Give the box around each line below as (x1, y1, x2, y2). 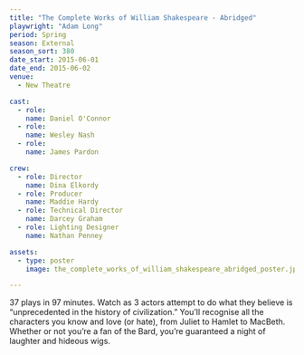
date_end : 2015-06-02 (9, 64, 91, 73)
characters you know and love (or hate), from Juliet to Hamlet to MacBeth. (9, 316, 286, 327)
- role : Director (17, 172, 83, 181)
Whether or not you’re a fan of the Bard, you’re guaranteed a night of (9, 326, 266, 337)
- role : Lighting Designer (17, 223, 119, 232)
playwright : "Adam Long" (9, 22, 103, 31)
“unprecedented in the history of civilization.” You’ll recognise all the (9, 307, 264, 318)
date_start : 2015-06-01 (9, 55, 100, 64)
